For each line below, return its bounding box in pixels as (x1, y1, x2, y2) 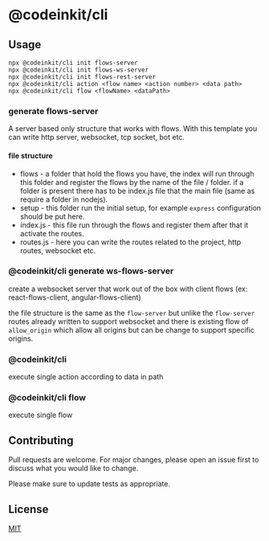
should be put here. (19, 211, 85, 221)
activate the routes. (19, 228, 84, 238)
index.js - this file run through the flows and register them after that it (19, 219, 249, 230)
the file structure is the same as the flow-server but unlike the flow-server (8, 308, 255, 318)
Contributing (8, 433, 74, 447)
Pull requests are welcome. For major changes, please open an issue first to (8, 455, 259, 465)
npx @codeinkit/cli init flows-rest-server (8, 73, 157, 81)
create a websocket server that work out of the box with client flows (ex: (8, 284, 248, 293)
